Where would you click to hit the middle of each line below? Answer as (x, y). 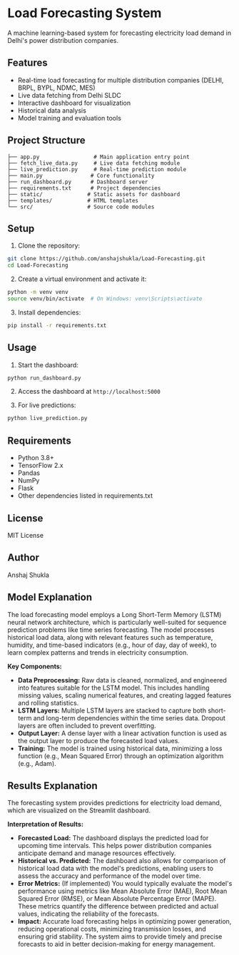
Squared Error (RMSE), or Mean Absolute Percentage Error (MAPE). (117, 899)
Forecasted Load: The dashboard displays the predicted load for (113, 838)
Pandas (29, 473)
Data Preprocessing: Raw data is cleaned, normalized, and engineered (122, 680)
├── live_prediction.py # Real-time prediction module (97, 169)
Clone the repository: (49, 246)
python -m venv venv (38, 292)
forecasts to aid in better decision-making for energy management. (116, 944)
